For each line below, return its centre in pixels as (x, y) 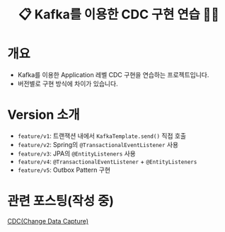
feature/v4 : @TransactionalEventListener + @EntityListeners (107, 162)
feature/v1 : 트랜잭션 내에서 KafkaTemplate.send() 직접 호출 (102, 136)
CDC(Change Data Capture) (48, 221)
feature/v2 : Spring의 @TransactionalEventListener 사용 (98, 145)
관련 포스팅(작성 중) (61, 201)
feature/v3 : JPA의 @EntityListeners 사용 (76, 153)
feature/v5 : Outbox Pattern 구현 (64, 170)
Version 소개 (44, 115)
